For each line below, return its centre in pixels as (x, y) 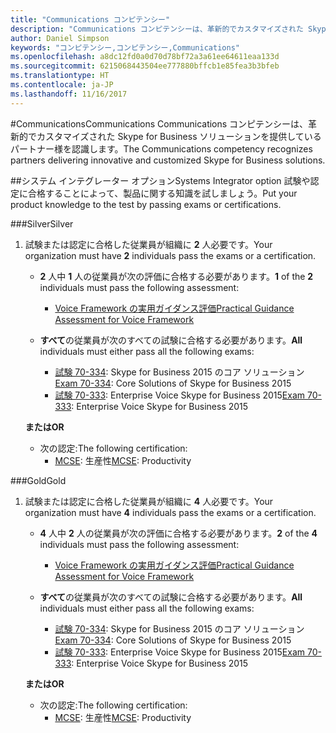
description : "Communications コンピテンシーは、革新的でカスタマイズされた (157, 29)
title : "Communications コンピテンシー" (90, 19)
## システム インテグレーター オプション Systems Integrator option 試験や (160, 180)
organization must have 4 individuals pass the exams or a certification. (170, 512)
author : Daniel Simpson (60, 38)
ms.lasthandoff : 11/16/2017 (69, 94)
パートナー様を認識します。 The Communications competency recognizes (161, 148)
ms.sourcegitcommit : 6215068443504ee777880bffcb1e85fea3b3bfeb (145, 66)
